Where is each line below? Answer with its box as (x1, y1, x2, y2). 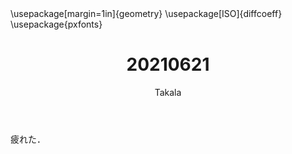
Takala (154, 86, 182, 98)
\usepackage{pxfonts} (10, 18, 103, 30)
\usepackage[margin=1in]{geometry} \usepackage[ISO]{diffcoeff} (10, 8, 283, 19)
